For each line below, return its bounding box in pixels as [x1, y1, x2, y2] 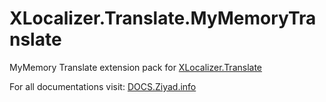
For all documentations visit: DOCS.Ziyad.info [9, 80, 197, 92]
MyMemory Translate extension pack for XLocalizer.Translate [9, 61, 263, 73]
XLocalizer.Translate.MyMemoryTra [9, 7, 317, 30]
